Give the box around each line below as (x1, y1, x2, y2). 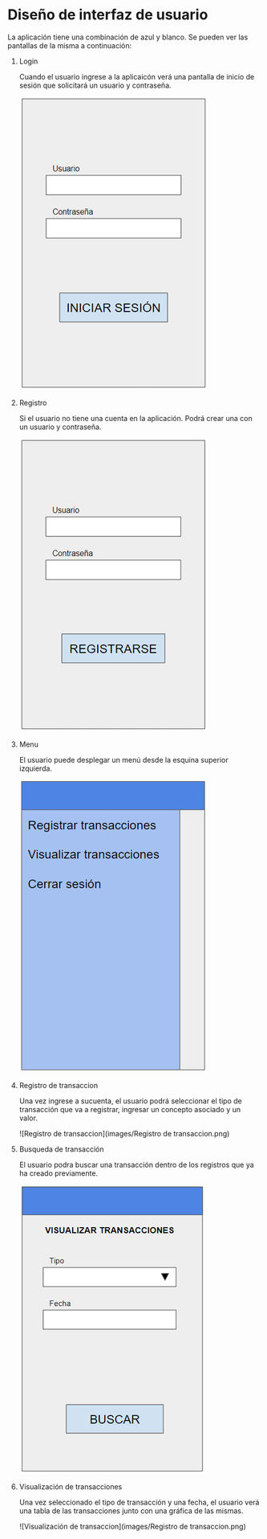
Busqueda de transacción (18, 1144, 104, 1154)
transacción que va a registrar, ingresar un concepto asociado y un (18, 1104, 241, 1114)
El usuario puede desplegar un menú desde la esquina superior (18, 755, 229, 764)
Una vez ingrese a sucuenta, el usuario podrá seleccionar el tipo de (18, 1095, 242, 1106)
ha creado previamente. (18, 1168, 98, 1178)
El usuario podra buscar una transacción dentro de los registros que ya (18, 1160, 254, 1169)
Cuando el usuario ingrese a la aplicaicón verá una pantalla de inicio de (18, 72, 255, 81)
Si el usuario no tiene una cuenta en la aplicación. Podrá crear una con (18, 413, 253, 423)
